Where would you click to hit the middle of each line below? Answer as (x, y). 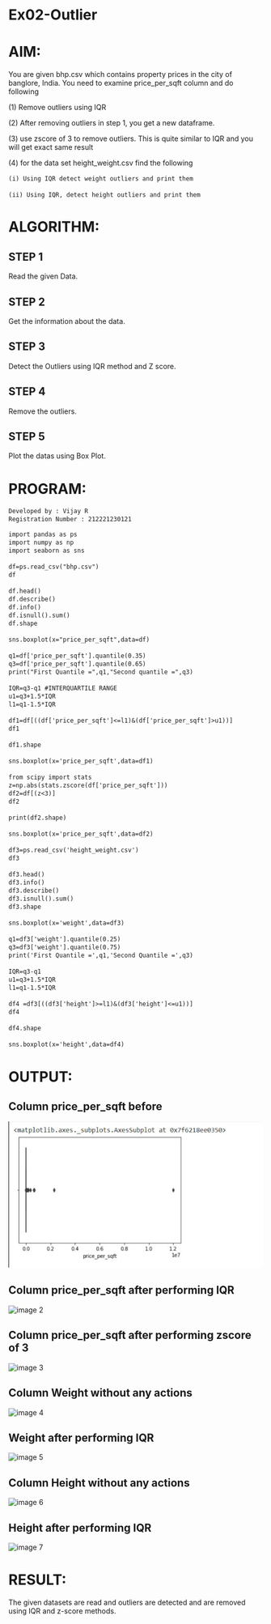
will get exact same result (51, 147)
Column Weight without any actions (100, 1393)
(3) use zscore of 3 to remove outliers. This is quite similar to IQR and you (131, 138)
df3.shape (25, 907)
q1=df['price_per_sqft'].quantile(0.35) (78, 656)
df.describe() (32, 599)
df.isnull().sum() (39, 616)
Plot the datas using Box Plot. (57, 456)
